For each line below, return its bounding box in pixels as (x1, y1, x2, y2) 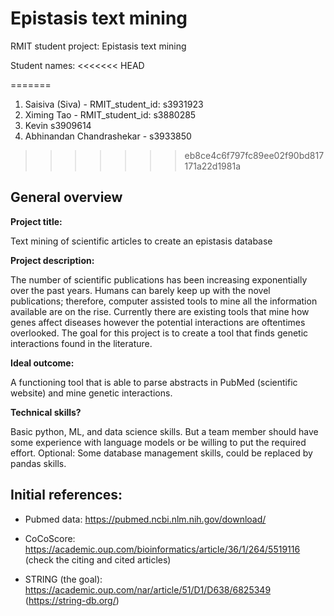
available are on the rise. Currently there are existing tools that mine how (10, 305, 310, 317)
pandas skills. (10, 457, 67, 469)
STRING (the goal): (24, 573, 103, 585)
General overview (10, 189, 123, 206)
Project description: (10, 254, 95, 266)
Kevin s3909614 (24, 119, 92, 131)
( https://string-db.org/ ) (24, 594, 120, 606)
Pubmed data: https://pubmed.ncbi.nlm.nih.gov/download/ (24, 513, 267, 525)
